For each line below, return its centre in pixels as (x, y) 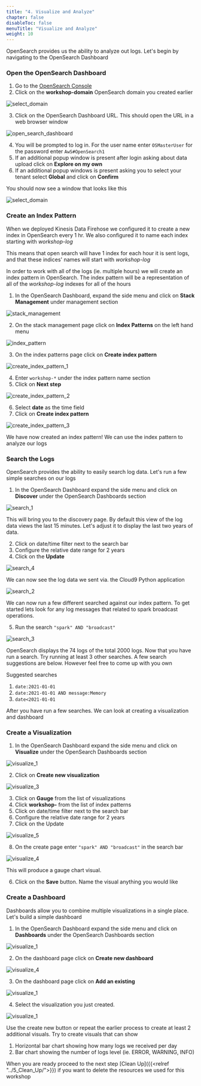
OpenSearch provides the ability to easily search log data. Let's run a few (97, 472)
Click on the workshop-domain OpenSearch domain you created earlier (104, 92)
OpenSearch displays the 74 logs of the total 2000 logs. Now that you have (99, 651)
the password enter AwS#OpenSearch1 (60, 152)
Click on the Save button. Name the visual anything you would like (96, 882)
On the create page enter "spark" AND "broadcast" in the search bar (99, 847)
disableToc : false (29, 23)
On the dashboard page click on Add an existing (75, 981)
